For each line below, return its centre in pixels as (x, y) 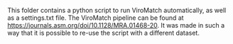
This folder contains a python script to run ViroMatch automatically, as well (117, 10)
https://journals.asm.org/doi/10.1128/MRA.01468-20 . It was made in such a (116, 25)
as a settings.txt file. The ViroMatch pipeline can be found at (96, 18)
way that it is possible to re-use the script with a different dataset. (104, 33)
